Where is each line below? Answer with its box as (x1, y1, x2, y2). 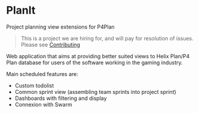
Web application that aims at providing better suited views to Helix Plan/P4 (6, 52, 190, 59)
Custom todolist (14, 81, 54, 89)
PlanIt (6, 4, 36, 17)
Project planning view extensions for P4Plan (6, 23, 115, 30)
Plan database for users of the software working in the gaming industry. (6, 59, 183, 66)
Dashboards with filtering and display (14, 95, 107, 102)
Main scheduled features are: (6, 70, 79, 77)
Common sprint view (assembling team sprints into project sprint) (14, 88, 176, 95)
